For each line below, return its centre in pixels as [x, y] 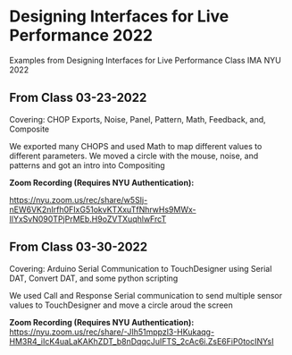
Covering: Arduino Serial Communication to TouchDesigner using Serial [141, 268]
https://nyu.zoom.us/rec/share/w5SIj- [79, 199]
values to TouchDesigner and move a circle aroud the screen [121, 305]
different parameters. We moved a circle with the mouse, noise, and [134, 156]
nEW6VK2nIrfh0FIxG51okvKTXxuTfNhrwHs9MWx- [103, 209]
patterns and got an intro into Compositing [87, 165]
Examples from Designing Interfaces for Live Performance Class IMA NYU [145, 60]
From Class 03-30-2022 [79, 247]
